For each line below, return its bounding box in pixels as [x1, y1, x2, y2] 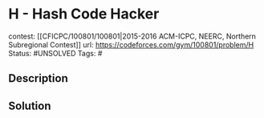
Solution [8, 99, 51, 112]
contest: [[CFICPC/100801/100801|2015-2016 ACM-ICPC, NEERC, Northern [8, 31, 257, 41]
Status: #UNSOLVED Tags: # [8, 48, 103, 58]
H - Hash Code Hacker [8, 5, 160, 23]
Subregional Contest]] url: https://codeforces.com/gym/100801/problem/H [8, 39, 254, 49]
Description [8, 71, 68, 85]
